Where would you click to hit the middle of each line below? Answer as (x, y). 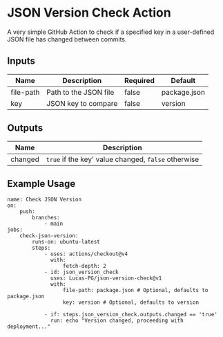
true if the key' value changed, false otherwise (123, 159)
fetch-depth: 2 (85, 266)
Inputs (21, 61)
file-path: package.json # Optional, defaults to (135, 291)
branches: (46, 218)
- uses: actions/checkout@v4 (86, 254)
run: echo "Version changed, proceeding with (117, 321)
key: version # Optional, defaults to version (130, 302)
